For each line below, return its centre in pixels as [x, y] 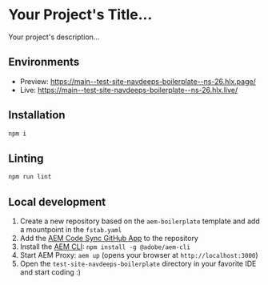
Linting [26, 158]
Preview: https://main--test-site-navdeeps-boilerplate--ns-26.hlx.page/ [138, 81]
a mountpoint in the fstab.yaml [71, 229]
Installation [37, 115]
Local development [57, 202]
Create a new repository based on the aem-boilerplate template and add [140, 221]
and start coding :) [50, 272]
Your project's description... [54, 37]
